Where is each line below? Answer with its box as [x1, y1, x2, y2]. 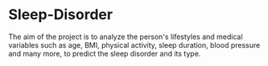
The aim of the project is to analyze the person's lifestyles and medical [8, 32, 243, 41]
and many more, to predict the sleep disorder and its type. [8, 49, 201, 58]
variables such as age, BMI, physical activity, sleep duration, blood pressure [8, 40, 261, 49]
